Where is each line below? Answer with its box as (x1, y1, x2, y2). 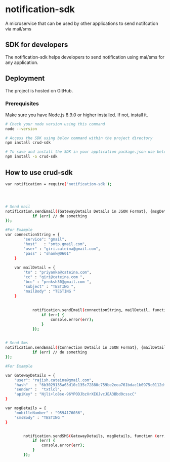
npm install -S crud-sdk (5, 154, 58, 159)
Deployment (5, 74, 45, 83)
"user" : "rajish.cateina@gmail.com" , (14, 377, 94, 383)
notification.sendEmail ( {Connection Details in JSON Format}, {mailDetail (5, 345, 166, 350)
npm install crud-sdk (5, 140, 51, 145)
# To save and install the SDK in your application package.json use (5, 149, 155, 154)
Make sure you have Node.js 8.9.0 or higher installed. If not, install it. (5, 112, 148, 118)
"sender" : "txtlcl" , (14, 387, 62, 392)
